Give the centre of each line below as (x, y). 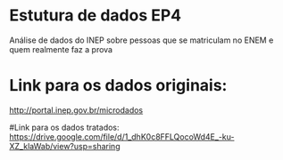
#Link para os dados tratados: (64, 127)
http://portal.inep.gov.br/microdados (76, 110)
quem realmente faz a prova (61, 49)
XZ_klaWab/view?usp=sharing (65, 146)
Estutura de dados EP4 (96, 16)
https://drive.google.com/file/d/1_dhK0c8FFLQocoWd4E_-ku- (122, 136)
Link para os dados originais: (118, 86)
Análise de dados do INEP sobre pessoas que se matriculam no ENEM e (141, 40)
